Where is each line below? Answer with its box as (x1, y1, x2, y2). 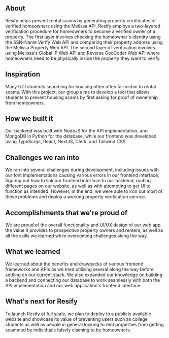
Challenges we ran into (5, 153, 80, 162)
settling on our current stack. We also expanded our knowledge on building (5, 272, 163, 278)
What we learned (5, 247, 60, 256)
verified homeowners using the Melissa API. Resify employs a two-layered (5, 23, 161, 29)
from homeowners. (5, 99, 45, 106)
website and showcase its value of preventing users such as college (5, 316, 148, 322)
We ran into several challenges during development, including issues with (5, 167, 159, 173)
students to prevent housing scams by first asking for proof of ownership (5, 94, 158, 100)
